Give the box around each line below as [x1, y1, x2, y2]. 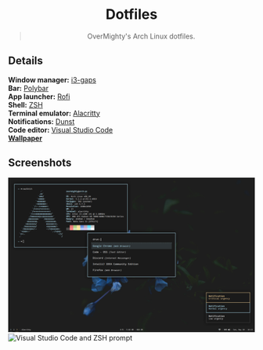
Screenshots [8, 156, 72, 170]
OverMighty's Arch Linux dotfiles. [87, 31, 196, 41]
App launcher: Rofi [8, 92, 70, 101]
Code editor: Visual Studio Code [8, 125, 113, 134]
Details [8, 54, 43, 67]
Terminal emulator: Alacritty [8, 108, 100, 118]
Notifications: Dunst [8, 116, 75, 126]
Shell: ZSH [8, 100, 43, 109]
